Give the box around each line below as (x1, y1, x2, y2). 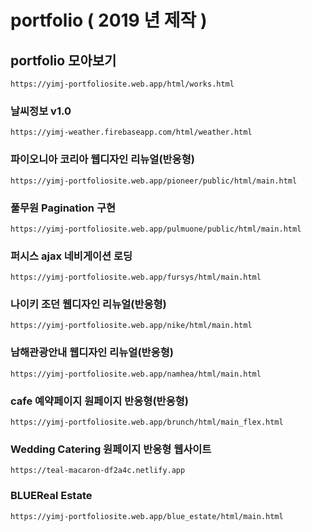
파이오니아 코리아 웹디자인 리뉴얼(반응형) (10, 152, 195, 166)
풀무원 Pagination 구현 (10, 201, 116, 215)
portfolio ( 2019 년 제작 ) (10, 9, 208, 32)
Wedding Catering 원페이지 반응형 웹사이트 (10, 442, 212, 456)
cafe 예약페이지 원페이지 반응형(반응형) (10, 394, 189, 408)
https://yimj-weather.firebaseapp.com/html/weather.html (10, 127, 253, 138)
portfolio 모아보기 (10, 52, 117, 69)
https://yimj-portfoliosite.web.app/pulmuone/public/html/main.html (10, 224, 302, 234)
